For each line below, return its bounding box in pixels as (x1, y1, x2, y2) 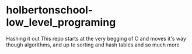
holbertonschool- (6, 3, 93, 17)
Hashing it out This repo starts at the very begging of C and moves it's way (6, 35, 187, 42)
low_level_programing (6, 16, 116, 29)
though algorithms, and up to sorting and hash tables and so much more (6, 41, 180, 48)
